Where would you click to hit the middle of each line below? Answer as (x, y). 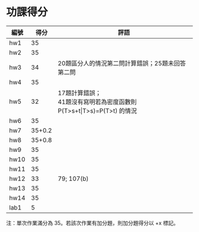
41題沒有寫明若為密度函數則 (97, 101)
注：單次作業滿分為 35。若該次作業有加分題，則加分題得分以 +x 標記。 (92, 223)
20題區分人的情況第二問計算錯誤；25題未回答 (122, 63)
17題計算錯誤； (80, 93)
